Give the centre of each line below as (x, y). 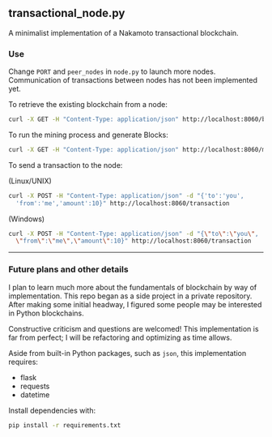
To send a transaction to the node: (66, 165)
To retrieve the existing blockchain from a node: (88, 105)
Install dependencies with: (52, 410)
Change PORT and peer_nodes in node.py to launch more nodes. (112, 71)
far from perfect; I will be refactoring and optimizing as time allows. (120, 337)
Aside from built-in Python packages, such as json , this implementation (127, 353)
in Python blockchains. (47, 313)
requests (35, 386)
